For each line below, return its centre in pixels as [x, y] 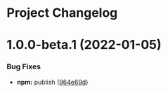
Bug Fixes [24, 66]
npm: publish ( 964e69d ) [52, 82]
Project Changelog [62, 13]
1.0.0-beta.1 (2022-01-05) [84, 45]
